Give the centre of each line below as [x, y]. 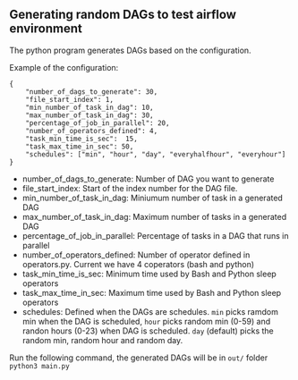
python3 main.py [39, 366]
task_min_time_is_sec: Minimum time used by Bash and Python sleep [149, 274]
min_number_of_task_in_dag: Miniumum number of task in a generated [153, 198]
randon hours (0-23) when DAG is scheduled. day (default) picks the [148, 331]
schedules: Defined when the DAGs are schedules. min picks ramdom [150, 311]
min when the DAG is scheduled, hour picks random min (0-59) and [146, 321]
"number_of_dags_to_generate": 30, [92, 92]
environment [46, 29]
